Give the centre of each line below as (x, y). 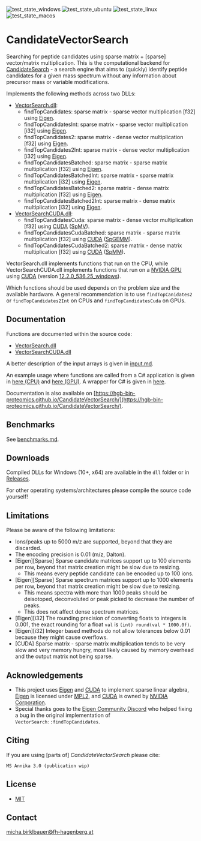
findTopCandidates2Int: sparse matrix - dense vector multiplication (107, 149)
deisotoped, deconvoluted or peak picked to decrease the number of (109, 599)
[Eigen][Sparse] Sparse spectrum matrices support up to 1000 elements (104, 580)
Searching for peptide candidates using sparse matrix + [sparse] (86, 56)
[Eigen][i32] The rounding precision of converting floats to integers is (101, 618)
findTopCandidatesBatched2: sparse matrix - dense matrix (96, 188)
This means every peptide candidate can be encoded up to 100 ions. (109, 573)
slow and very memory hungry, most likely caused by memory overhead (104, 650)
